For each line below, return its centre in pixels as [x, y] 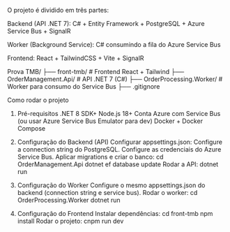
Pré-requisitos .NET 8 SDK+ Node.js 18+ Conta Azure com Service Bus [119, 114]
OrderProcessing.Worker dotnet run [69, 200]
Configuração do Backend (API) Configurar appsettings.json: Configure [120, 142]
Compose [31, 128]
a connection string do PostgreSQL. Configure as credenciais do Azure [119, 149]
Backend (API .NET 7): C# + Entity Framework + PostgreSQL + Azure [106, 23]
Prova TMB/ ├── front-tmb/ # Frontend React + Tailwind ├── [96, 72]
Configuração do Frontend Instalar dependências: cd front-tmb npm [115, 213]
